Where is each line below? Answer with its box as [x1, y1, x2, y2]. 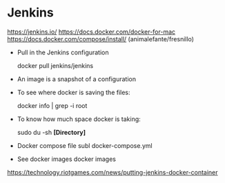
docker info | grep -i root [17, 101, 88, 109]
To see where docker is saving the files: [17, 88, 130, 96]
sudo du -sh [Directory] [17, 128, 86, 136]
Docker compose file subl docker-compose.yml [17, 141, 153, 149]
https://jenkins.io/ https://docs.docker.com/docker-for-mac [7, 28, 176, 36]
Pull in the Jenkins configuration [17, 48, 109, 56]
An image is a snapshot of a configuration [17, 74, 137, 83]
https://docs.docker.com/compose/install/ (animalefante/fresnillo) [7, 34, 195, 43]
